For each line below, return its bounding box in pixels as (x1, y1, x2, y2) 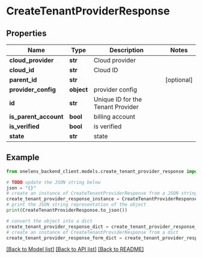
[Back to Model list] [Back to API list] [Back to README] (6, 245, 144, 253)
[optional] (165, 76, 193, 84)
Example (6, 152, 40, 163)
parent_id (9, 76, 37, 84)
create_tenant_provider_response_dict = (6, 224, 109, 230)
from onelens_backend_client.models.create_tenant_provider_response (6, 168, 185, 174)
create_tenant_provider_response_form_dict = (6, 235, 122, 241)
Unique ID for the (93, 95, 142, 103)
